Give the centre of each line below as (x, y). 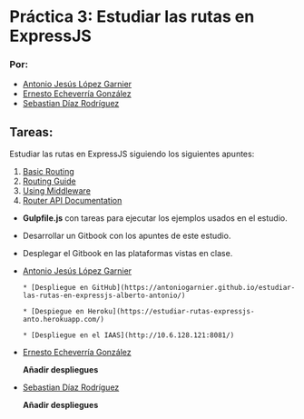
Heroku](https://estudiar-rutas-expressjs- (171, 312)
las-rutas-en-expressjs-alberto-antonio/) (104, 296)
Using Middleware (56, 191)
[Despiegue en (58, 312)
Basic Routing (48, 172)
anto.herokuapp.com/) (63, 320)
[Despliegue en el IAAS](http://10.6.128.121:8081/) (133, 335)
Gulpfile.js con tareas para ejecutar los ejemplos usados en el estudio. (155, 218)
